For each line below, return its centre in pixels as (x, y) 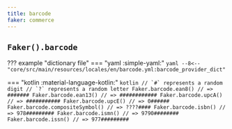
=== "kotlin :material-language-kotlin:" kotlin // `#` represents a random (115, 83)
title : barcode (29, 14)
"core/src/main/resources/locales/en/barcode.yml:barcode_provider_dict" (117, 70)
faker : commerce (31, 20)
